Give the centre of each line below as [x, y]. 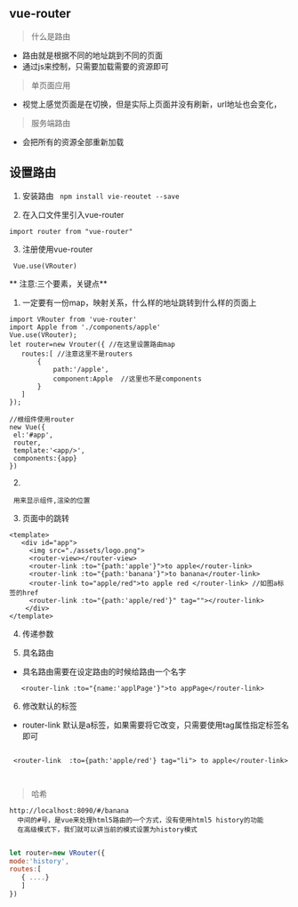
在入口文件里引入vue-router [73, 214]
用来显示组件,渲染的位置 [52, 501]
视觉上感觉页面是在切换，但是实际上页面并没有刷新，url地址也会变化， [152, 104]
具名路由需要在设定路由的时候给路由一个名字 [104, 671]
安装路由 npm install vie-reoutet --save [101, 196]
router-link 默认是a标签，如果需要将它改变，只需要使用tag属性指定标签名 [155, 725]
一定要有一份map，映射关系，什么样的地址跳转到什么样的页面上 [139, 302]
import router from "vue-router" [71, 231]
